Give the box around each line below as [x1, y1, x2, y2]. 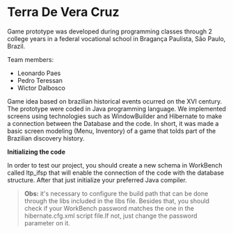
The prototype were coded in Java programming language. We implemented [7, 104, 226, 113]
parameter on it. [24, 218, 71, 227]
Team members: [7, 55, 54, 63]
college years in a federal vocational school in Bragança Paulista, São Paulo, [7, 34, 226, 42]
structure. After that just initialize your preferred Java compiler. [7, 175, 188, 184]
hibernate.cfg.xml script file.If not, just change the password [24, 211, 198, 220]
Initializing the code [7, 147, 66, 156]
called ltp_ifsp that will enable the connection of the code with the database [7, 168, 225, 177]
